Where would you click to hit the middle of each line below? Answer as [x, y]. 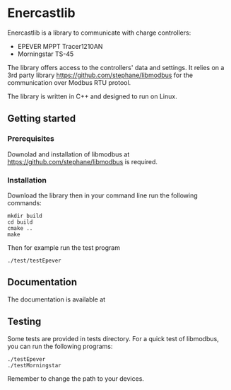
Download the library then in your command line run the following [102, 195]
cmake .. [20, 228]
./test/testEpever [34, 260]
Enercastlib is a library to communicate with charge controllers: [99, 33]
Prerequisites [31, 139]
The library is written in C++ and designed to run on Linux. [93, 96]
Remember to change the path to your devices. [76, 378]
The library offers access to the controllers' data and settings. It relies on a [116, 67]
